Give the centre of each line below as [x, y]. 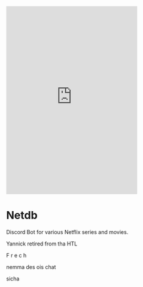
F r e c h [16, 255]
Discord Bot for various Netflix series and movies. [67, 232]
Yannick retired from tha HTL [42, 244]
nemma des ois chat [31, 267]
